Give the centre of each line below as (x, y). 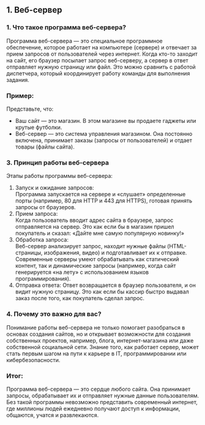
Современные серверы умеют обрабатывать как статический (97, 259)
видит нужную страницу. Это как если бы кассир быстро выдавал (102, 292)
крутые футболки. (39, 127)
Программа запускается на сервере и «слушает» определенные (100, 194)
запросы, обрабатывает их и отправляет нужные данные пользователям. (103, 395)
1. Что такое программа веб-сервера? (66, 28)
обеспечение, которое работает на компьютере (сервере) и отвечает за (102, 47)
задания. (18, 79)
